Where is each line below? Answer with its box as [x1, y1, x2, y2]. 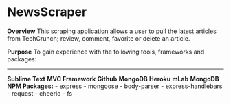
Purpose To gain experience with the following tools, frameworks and [7, 48, 205, 56]
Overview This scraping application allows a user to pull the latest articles [7, 27, 217, 35]
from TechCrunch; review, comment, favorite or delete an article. [7, 34, 190, 42]
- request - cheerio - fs [7, 89, 73, 97]
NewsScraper [7, 4, 87, 20]
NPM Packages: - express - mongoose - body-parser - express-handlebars [7, 82, 223, 90]
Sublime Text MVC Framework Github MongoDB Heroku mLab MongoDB [7, 74, 219, 83]
